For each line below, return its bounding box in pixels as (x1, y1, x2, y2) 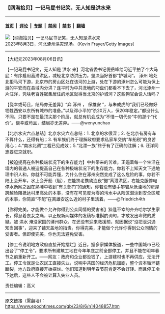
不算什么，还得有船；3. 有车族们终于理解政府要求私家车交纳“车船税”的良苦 (5, 136, 156, 142)
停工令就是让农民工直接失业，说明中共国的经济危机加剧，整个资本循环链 (13, 259, 160, 266)
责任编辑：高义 (5, 283, 35, 288)
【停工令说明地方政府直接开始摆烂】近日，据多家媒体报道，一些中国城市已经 (5, 241, 160, 247)
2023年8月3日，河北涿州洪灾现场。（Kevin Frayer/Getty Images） (5, 41, 137, 47)
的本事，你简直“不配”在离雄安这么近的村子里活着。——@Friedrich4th (5, 196, 146, 202)
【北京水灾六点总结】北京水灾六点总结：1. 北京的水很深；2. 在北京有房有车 (5, 130, 157, 136)
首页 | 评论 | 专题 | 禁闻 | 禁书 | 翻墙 (5, 23, 85, 29)
